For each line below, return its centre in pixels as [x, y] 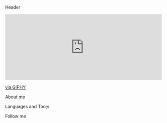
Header [13, 7]
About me [15, 97]
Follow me [16, 116]
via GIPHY [16, 87]
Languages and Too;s [27, 106]
